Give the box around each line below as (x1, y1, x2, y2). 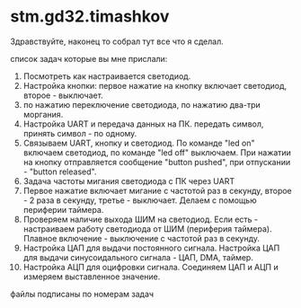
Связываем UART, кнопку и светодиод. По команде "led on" (22, 137, 255, 148)
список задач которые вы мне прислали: (10, 53, 168, 64)
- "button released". (22, 166, 97, 177)
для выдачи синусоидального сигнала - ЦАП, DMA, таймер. (22, 251, 254, 262)
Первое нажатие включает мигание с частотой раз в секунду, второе (22, 185, 293, 196)
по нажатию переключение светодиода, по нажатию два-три (22, 99, 261, 110)
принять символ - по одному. (22, 128, 137, 138)
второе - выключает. (22, 90, 104, 101)
